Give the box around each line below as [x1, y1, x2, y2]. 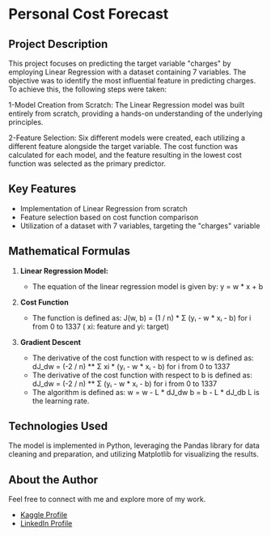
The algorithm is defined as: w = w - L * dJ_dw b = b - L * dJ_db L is [32, 387, 260, 397]
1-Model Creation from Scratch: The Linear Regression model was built [8, 100, 245, 109]
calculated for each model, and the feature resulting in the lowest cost [8, 151, 243, 160]
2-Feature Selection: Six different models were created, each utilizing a [8, 133, 245, 143]
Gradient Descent [19, 337, 81, 347]
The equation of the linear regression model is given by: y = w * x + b [32, 281, 264, 291]
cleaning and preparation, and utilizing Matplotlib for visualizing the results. [8, 449, 259, 459]
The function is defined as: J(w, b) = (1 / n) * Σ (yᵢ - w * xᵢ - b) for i [32, 313, 252, 322]
